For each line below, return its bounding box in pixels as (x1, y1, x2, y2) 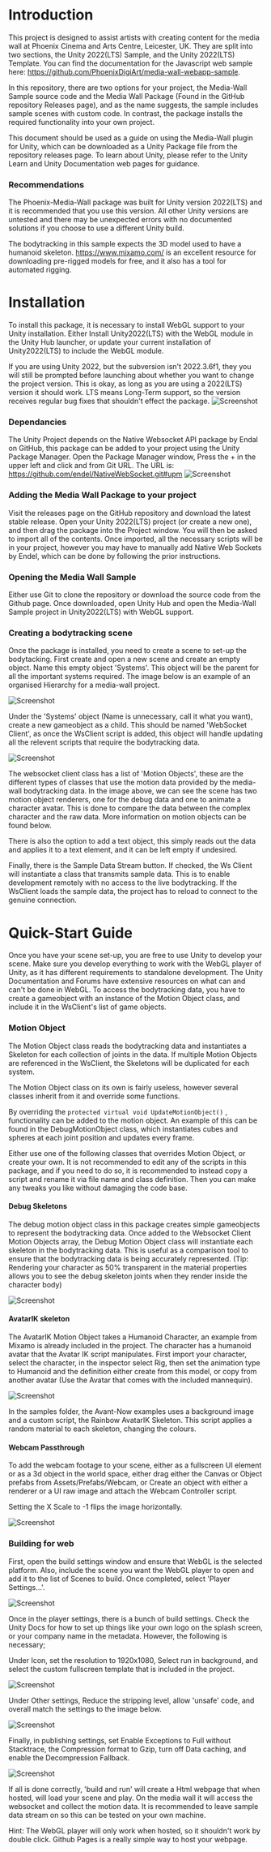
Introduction (8, 6, 94, 24)
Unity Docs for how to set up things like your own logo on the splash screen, (8, 1622, 263, 1632)
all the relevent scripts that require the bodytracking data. (8, 737, 201, 747)
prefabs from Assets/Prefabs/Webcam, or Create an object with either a (8, 1478, 248, 1488)
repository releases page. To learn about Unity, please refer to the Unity (8, 150, 248, 160)
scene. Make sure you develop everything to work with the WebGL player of (8, 959, 262, 969)
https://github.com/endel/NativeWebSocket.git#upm (8, 469, 183, 479)
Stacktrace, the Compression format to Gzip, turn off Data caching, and (8, 1744, 247, 1754)
